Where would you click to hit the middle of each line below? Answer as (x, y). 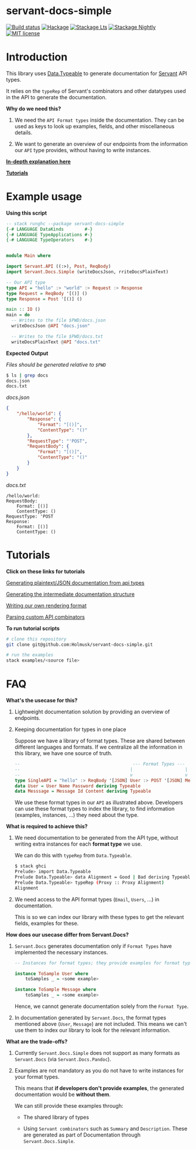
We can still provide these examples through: (69, 1106)
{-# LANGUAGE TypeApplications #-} (49, 234)
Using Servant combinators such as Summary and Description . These (105, 1129)
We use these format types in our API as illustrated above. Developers (99, 803)
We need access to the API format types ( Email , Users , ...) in (87, 899)
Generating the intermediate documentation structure (71, 594)
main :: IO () (23, 310)
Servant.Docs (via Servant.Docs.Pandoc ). (63, 1060)
